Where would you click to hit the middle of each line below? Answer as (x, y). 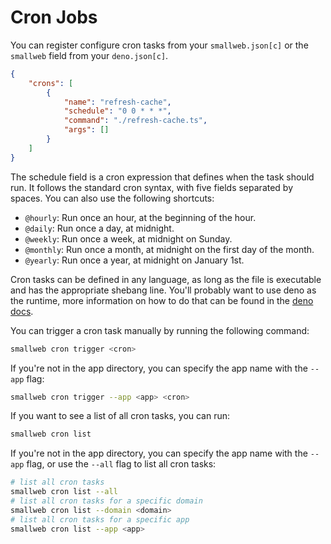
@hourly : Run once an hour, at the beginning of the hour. (140, 217)
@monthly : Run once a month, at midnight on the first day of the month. (169, 249)
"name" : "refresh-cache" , (117, 102)
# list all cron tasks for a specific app (100, 519)
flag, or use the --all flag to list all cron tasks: (121, 464)
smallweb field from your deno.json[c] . (89, 55)
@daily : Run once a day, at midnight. (99, 228)
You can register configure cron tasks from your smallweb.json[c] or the (159, 45)
